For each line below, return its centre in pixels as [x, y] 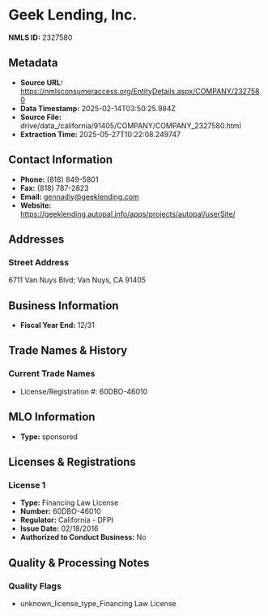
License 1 [27, 485]
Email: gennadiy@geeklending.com [79, 196]
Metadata [33, 63]
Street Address [39, 262]
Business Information [64, 306]
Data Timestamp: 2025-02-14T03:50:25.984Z [98, 108]
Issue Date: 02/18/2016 [59, 528]
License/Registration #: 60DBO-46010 [84, 391]
